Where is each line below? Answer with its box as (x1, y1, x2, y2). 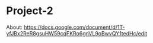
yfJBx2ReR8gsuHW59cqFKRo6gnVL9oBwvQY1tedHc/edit (6, 29, 148, 37)
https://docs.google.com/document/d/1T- (23, 24, 125, 31)
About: (6, 24, 23, 31)
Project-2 (6, 4, 53, 18)
